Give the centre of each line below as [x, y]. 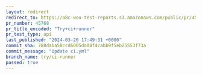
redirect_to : [22, 18]
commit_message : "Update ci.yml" [48, 51]
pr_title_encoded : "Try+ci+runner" [50, 29]
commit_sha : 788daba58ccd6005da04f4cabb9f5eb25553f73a [76, 46]
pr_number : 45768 [27, 23]
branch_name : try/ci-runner [41, 57]
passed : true [22, 62]
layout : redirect [27, 12]
